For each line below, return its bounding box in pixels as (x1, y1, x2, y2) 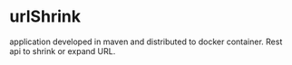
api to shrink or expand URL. (9, 45, 116, 56)
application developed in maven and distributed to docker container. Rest (9, 36, 283, 47)
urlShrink (9, 6, 82, 27)
